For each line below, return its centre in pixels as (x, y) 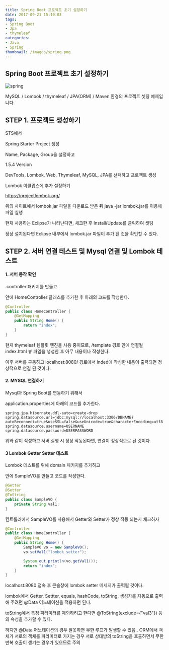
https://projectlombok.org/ (33, 196)
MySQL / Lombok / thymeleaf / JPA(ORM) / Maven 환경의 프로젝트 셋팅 (77, 97)
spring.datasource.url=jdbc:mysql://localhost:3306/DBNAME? (70, 418)
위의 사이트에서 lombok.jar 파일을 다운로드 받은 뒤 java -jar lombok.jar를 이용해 (84, 206)
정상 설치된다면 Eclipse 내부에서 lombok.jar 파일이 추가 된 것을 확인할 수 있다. (82, 234)
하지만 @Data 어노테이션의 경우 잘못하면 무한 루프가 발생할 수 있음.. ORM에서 (81, 630)
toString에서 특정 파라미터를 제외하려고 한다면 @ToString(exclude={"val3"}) (81, 613)
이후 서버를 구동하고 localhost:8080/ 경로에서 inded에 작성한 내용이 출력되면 (81, 362)
